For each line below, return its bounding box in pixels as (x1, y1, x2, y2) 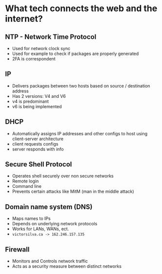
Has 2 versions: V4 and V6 (12, 93, 66, 99)
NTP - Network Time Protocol (5, 33, 97, 41)
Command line (12, 183, 41, 189)
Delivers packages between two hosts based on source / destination (12, 83, 150, 89)
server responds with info (12, 146, 64, 152)
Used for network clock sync (12, 46, 71, 51)
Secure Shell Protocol (5, 160, 72, 168)
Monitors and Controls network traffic (12, 258, 88, 264)
